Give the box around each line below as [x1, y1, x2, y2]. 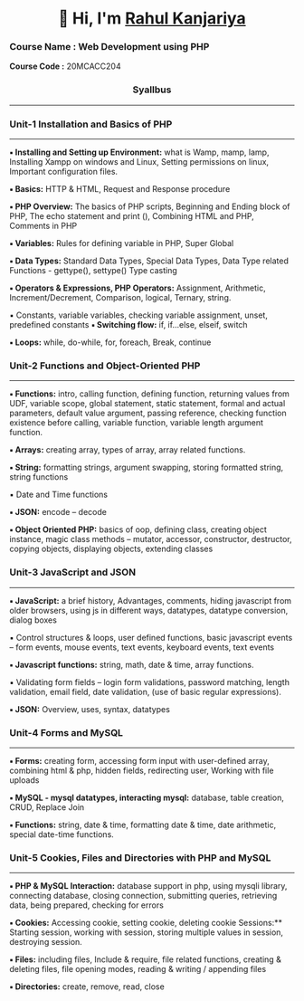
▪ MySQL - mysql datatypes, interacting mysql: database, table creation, [9, 792, 285, 803]
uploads [9, 774, 40, 786]
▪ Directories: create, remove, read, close [9, 981, 165, 992]
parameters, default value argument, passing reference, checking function [9, 407, 287, 419]
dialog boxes [9, 615, 57, 625]
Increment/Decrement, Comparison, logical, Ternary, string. [9, 292, 232, 303]
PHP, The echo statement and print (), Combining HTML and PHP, [9, 211, 255, 222]
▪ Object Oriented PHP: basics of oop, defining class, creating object [9, 524, 267, 535]
